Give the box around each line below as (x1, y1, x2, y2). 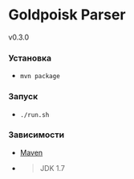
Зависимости (8, 129, 65, 140)
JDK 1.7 (39, 163, 66, 173)
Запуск (8, 91, 39, 102)
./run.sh (19, 110, 50, 119)
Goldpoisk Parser (8, 6, 126, 24)
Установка (8, 52, 52, 64)
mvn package (19, 73, 60, 81)
